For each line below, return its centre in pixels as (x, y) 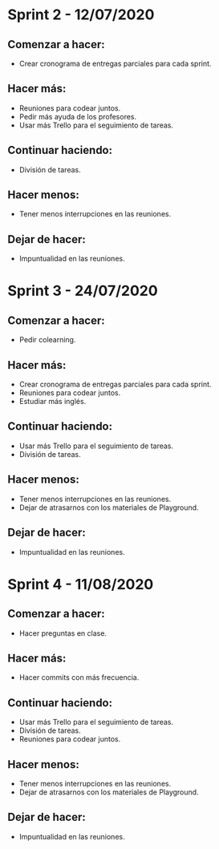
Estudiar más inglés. (53, 402)
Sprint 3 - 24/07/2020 (83, 291)
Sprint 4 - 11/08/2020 (81, 584)
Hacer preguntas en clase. (63, 633)
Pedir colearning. (47, 340)
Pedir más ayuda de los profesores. (78, 116)
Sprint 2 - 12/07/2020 (81, 15)
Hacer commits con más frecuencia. (79, 677)
